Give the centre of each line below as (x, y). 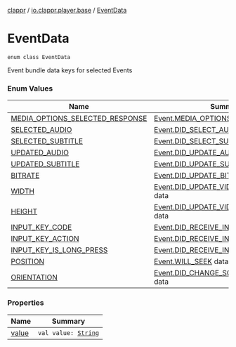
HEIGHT (24, 211)
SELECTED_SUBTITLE (47, 141)
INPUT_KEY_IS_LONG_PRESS (59, 250)
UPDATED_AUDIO (40, 152)
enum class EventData (39, 57)
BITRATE (25, 176)
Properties (26, 303)
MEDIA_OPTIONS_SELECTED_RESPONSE (79, 119)
